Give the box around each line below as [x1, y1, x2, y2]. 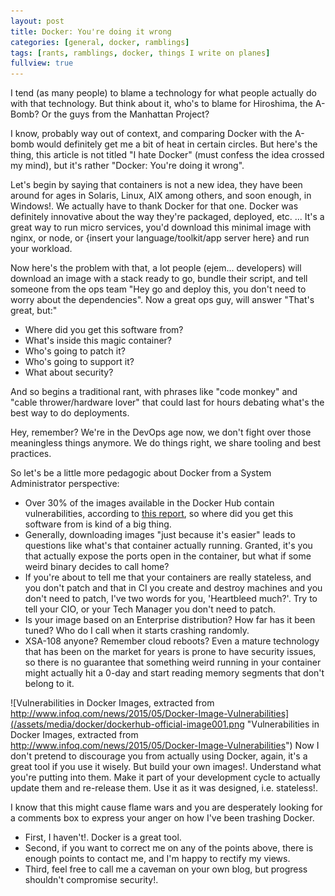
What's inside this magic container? [24, 335, 172, 347]
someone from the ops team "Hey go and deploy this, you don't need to [10, 283, 307, 295]
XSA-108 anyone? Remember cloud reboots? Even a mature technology [24, 635, 320, 647]
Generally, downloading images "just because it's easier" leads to [24, 529, 296, 541]
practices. [10, 448, 52, 460]
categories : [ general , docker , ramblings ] [10, 37, 190, 47]
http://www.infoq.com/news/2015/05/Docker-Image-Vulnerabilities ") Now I [10, 740, 320, 752]
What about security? [24, 366, 114, 379]
